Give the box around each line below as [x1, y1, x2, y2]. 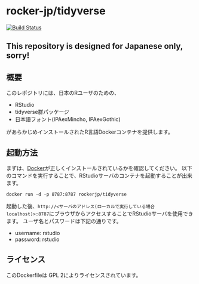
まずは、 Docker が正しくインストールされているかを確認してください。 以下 [6, 164, 192, 171]
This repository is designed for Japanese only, [6, 41, 183, 51]
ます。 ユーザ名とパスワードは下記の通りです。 [6, 217, 122, 224]
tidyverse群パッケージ [14, 109, 70, 116]
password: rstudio [14, 236, 60, 243]
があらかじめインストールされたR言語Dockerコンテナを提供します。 [6, 128, 173, 135]
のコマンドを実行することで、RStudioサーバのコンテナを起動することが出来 [6, 172, 193, 179]
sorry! [6, 51, 30, 61]
